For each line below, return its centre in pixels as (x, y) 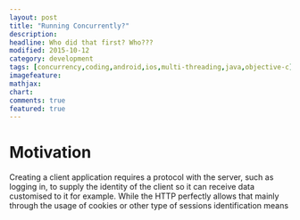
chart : (21, 92)
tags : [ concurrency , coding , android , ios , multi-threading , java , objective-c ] (151, 68)
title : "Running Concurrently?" (69, 26)
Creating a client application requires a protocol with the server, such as (142, 177)
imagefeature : (36, 76)
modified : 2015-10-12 (50, 51)
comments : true (37, 100)
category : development (51, 59)
